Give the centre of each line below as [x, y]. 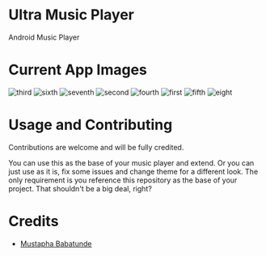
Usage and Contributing [91, 125]
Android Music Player [44, 37]
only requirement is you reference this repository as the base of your [123, 180]
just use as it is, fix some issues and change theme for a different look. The [133, 171]
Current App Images [78, 70]
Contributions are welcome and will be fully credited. [96, 147]
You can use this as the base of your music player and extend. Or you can [131, 162]
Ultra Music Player [72, 15]
